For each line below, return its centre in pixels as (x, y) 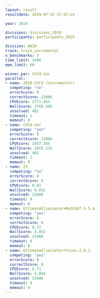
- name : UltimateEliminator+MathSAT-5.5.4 (50, 208)
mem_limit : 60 (20, 65)
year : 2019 (16, 23)
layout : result (21, 10)
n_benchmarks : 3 (22, 55)
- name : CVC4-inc (23, 125)
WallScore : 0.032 (28, 190)
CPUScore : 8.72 (25, 227)
